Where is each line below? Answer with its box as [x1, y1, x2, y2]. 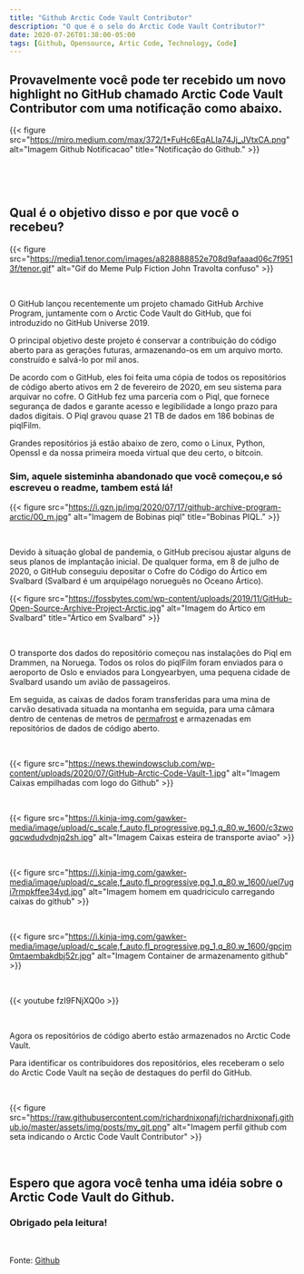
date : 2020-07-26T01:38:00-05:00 [9, 30, 136, 39]
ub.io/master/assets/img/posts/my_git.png [9, 1122, 168, 1132]
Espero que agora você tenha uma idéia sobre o [9, 1175, 283, 1191]
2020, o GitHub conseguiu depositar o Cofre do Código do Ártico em [9, 566, 268, 577]
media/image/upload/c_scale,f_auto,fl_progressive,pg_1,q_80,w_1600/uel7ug [9, 877, 295, 887]
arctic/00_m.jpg [9, 512, 68, 523]
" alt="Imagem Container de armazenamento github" [91, 950, 289, 962]
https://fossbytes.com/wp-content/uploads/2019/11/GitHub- [67, 593, 293, 604]
